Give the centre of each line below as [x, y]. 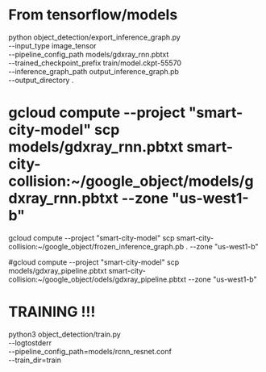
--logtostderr [30, 343]
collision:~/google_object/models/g [131, 181]
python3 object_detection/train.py [64, 334]
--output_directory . [41, 80]
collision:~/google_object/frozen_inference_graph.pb [96, 246]
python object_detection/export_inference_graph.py [95, 37]
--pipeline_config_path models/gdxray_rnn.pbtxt [89, 54]
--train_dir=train [35, 360]
